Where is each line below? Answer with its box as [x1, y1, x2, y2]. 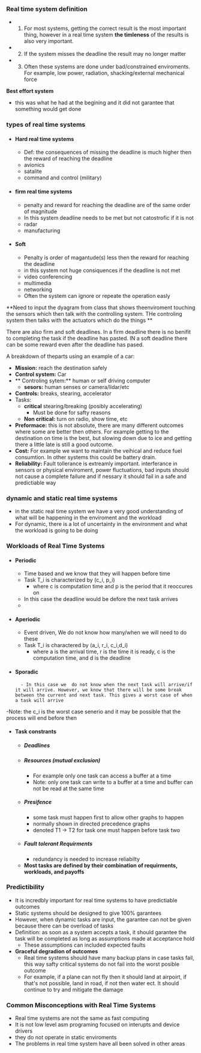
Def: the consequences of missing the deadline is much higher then [23, 149, 192, 156]
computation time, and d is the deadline [32, 654, 131, 662]
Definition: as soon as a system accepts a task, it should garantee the [14, 928, 187, 935]
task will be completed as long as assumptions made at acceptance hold [14, 935, 195, 942]
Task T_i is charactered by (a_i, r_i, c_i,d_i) [23, 642, 128, 649]
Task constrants [14, 728, 57, 735]
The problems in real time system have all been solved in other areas [14, 1040, 185, 1048]
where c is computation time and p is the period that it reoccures [32, 583, 193, 590]
